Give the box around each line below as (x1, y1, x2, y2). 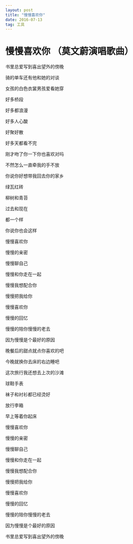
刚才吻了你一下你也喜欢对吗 (5, 151, 64, 157)
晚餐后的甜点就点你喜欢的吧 (5, 348, 64, 354)
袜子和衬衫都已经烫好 (5, 391, 50, 397)
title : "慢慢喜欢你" (5, 12, 45, 17)
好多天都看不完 (5, 140, 37, 147)
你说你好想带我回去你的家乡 (5, 173, 64, 179)
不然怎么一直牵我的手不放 (5, 162, 60, 168)
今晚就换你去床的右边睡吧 (5, 358, 60, 365)
